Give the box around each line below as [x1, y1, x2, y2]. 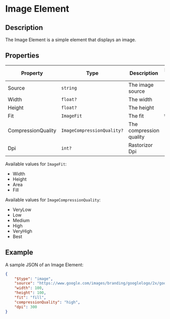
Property [21, 69, 43, 77]
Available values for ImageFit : [5, 161, 67, 167]
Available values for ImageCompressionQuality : [5, 196, 101, 203]
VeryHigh [12, 228, 32, 234]
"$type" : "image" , [14, 276, 53, 281]
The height [128, 104, 154, 111]
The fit [128, 112, 144, 119]
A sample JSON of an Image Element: [5, 262, 83, 268]
